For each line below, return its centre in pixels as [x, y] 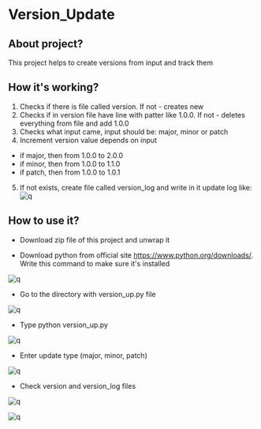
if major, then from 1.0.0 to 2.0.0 [71, 155]
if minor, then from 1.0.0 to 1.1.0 [70, 164]
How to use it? [44, 221]
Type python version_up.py [64, 325]
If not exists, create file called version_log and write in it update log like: [136, 187]
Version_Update [62, 15]
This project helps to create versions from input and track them [111, 62]
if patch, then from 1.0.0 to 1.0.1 [70, 172]
